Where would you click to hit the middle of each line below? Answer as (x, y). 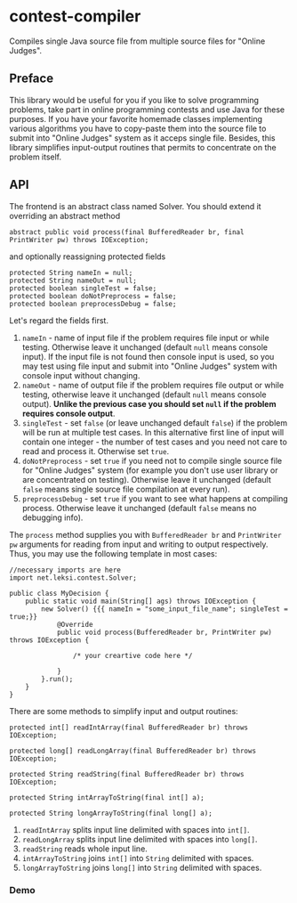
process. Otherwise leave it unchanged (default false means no (139, 508)
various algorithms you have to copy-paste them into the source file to (138, 128)
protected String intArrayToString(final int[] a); (107, 797)
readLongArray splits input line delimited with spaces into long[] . (140, 839)
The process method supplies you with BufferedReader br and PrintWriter (145, 534)
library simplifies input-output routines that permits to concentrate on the (143, 147)
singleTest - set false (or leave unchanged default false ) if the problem (154, 423)
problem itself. (36, 157)
